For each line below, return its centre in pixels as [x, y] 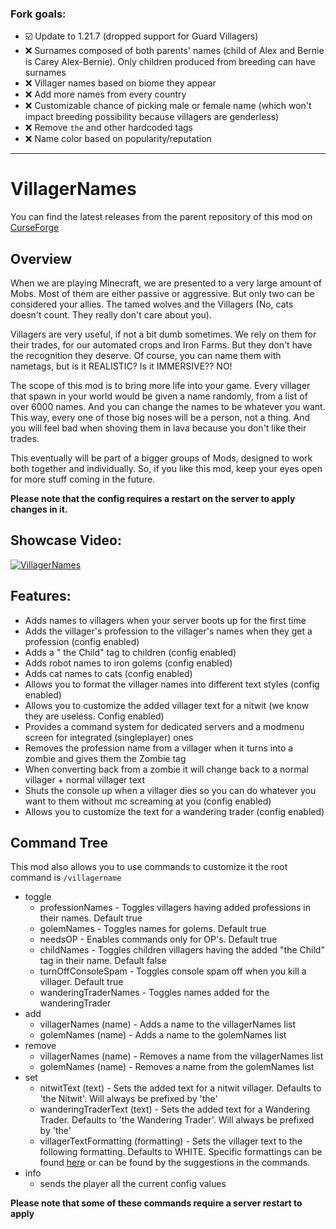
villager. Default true [81, 982]
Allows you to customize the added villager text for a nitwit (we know [167, 705]
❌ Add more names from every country [105, 94]
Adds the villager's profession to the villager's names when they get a [168, 631]
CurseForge [35, 228]
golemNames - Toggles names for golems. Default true [153, 929]
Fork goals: [38, 14]
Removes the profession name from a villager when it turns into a [159, 748]
